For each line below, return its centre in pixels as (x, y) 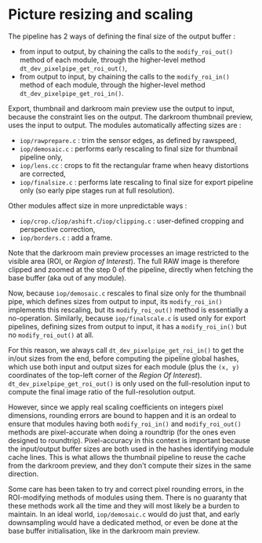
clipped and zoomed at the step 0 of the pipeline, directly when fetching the (131, 270)
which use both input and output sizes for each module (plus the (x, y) (124, 366)
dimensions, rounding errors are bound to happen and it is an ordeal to (122, 415)
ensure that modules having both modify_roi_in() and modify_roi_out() (125, 424)
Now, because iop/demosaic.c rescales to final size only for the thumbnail (127, 293)
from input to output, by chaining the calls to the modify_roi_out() (126, 51)
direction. (24, 474)
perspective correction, (57, 229)
